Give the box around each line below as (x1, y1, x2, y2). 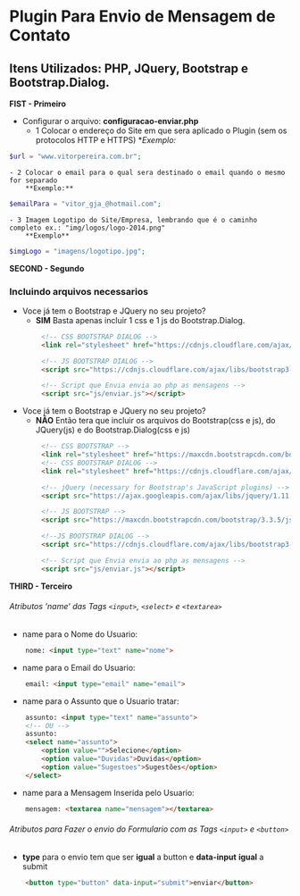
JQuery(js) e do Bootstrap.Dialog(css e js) (35, 424, 190, 435)
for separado (9, 176, 58, 185)
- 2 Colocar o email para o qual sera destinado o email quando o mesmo (9, 168, 286, 177)
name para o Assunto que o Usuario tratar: (21, 695, 179, 707)
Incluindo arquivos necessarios (9, 285, 149, 297)
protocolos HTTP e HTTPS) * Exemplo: (35, 135, 177, 145)
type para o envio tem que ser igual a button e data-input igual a (21, 851, 264, 862)
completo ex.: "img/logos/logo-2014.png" (9, 223, 166, 232)
